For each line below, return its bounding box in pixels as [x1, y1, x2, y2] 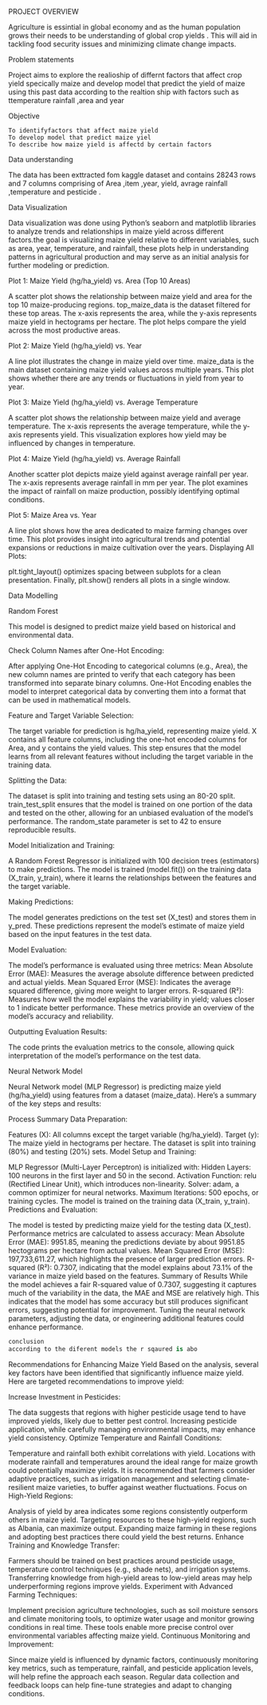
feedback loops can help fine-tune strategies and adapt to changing [8, 1680, 233, 1690]
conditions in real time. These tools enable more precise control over [8, 1622, 234, 1631]
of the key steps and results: [8, 1099, 102, 1108]
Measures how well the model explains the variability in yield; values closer [8, 994, 255, 1004]
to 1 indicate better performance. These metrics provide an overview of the [8, 1003, 255, 1012]
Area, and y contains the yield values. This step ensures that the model [8, 743, 241, 752]
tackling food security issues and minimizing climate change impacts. [8, 39, 237, 49]
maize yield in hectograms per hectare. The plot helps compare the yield [8, 317, 247, 326]
